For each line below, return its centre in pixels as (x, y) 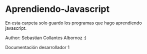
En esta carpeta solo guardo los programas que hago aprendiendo (74, 23)
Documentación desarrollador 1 (37, 47)
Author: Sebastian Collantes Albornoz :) (46, 38)
